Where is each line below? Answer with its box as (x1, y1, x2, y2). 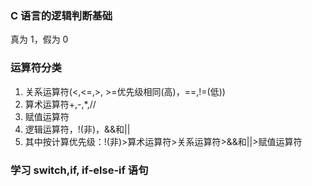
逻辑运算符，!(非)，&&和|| (24, 123, 131, 135)
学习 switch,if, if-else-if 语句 (10, 163, 149, 177)
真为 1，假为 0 (10, 33, 69, 46)
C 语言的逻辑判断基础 (10, 8, 113, 22)
